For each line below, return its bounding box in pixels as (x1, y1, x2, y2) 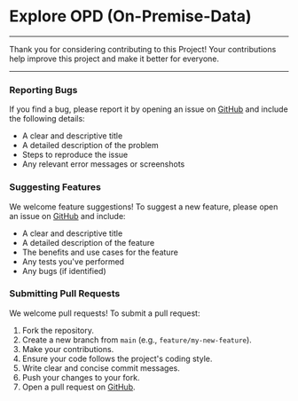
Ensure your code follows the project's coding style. (21, 353, 213, 364)
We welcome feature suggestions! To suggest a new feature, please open (9, 201, 278, 212)
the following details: (9, 114, 86, 124)
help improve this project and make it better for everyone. (9, 53, 220, 64)
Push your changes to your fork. (21, 372, 140, 382)
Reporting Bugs (9, 83, 78, 96)
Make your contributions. (21, 343, 114, 354)
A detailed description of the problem (21, 140, 160, 151)
